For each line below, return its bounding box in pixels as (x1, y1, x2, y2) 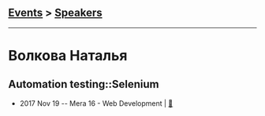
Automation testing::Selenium (8, 78, 159, 91)
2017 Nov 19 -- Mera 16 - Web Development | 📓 (19, 98, 174, 108)
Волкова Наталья (8, 47, 128, 64)
